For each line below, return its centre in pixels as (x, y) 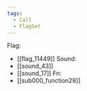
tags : (15, 13)
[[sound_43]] (35, 66)
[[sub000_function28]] (49, 81)
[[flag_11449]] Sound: (47, 59)
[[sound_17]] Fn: (39, 73)
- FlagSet (27, 26)
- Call (22, 20)
